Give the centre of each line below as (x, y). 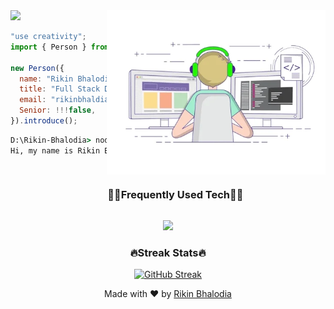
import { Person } (48, 47)
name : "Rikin (46, 79)
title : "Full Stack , (87, 89)
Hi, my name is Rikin (55, 150)
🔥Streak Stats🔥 (168, 252)
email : (33, 100)
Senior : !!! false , (58, 110)
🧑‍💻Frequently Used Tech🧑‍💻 (175, 195)
